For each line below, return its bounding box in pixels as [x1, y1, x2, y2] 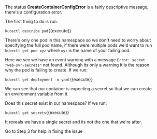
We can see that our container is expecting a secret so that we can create [5, 86, 152, 91]
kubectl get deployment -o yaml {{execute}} [5, 77, 93, 82]
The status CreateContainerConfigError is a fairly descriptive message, [5, 4, 149, 10]
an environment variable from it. [5, 91, 69, 97]
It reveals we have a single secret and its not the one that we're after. [5, 119, 143, 125]
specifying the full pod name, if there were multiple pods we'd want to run [5, 42, 152, 48]
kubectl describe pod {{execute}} [5, 28, 71, 33]
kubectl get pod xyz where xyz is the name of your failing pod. [5, 48, 130, 53]
